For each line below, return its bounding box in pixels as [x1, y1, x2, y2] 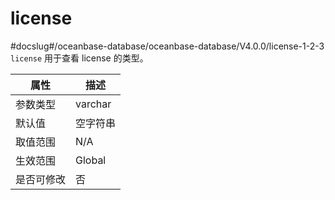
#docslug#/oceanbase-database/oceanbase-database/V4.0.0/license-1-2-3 [10, 40, 325, 52]
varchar [75, 97, 112, 111]
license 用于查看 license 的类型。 [10, 52, 149, 64]
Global [75, 153, 107, 167]
